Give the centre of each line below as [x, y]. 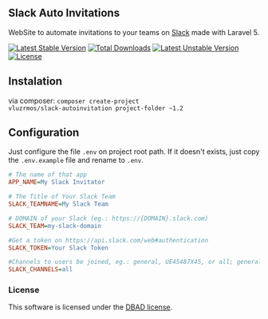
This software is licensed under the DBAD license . [91, 307]
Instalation [35, 82]
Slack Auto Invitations [64, 13]
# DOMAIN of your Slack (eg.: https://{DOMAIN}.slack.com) [108, 219]
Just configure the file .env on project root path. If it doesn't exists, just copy [134, 152]
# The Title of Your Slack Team [62, 197]
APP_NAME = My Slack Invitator [57, 183]
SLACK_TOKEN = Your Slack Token [59, 248]
